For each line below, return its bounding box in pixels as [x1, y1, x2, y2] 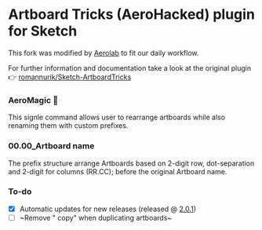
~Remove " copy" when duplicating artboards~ [19, 213, 173, 222]
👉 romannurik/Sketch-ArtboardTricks [8, 72, 132, 82]
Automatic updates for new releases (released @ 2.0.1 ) [19, 204, 197, 214]
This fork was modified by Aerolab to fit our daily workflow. [8, 48, 199, 57]
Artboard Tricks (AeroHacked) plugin [8, 5, 255, 24]
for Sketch [8, 22, 78, 40]
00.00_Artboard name [8, 141, 95, 152]
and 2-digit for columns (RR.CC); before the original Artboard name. [8, 166, 227, 176]
